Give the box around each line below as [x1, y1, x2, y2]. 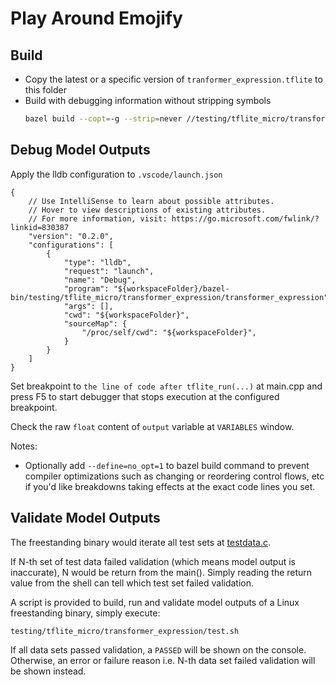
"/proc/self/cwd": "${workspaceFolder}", [81, 327, 257, 337]
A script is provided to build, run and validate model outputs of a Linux [10, 596, 300, 608]
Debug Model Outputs [10, 142, 151, 159]
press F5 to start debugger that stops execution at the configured [10, 390, 280, 402]
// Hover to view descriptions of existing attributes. [28, 205, 267, 215]
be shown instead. [10, 665, 87, 677]
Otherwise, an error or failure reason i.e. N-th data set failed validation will [10, 655, 316, 667]
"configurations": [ [28, 240, 114, 250]
